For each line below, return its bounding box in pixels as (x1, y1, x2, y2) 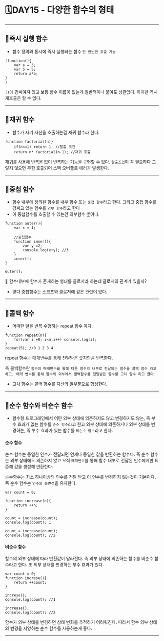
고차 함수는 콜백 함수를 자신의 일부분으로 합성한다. (12, 381, 107, 387)
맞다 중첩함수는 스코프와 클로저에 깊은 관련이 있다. (12, 289, 107, 295)
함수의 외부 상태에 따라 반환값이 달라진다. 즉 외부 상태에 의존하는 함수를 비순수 (5, 556, 154, 562)
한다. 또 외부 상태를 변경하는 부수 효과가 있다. (18, 562, 104, 567)
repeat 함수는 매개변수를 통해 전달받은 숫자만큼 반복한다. (5, 355, 113, 361)
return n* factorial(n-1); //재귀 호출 (14, 149, 91, 154)
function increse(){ (5, 576, 47, 581)
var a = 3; (14, 62, 36, 68)
